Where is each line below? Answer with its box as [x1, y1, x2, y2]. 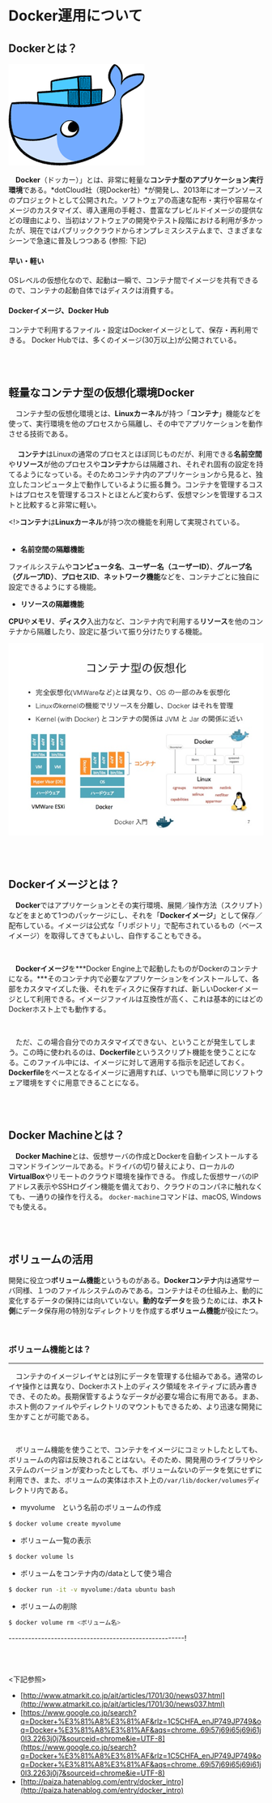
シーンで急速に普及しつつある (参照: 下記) [8, 236, 147, 245]
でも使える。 [8, 1202, 51, 1212]
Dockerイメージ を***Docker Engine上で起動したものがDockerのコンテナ [15, 964, 259, 973]
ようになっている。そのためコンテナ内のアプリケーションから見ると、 [22, 470, 257, 479]
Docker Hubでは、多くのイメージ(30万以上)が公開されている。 [31, 335, 241, 345]
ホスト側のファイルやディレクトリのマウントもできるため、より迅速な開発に [8, 1402, 263, 1411]
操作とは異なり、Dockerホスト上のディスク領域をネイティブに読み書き [22, 1381, 258, 1391]
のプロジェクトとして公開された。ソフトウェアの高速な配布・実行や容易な [8, 195, 257, 204]
